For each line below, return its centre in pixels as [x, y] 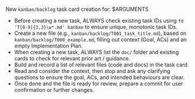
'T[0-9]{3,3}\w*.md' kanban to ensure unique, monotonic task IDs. [96, 27]
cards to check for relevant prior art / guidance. [72, 58]
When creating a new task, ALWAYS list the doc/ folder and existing [96, 52]
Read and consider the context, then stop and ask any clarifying [92, 71]
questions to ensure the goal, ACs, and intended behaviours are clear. [99, 77]
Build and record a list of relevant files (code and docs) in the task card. [101, 65]
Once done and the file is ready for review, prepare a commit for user [98, 84]
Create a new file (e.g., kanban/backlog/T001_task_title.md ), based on [100, 33]
